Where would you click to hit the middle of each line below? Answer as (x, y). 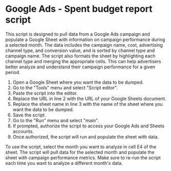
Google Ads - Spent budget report (79, 9)
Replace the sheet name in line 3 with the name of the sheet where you (88, 104)
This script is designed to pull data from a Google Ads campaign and (78, 34)
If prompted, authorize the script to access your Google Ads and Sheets (89, 126)
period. (13, 72)
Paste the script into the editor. (45, 93)
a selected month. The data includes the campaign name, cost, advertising (84, 45)
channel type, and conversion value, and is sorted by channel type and (80, 50)
